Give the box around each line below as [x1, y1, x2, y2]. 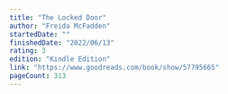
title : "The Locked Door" [9, 13, 106, 22]
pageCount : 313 [9, 72, 67, 81]
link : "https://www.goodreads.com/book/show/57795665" [9, 64, 220, 73]
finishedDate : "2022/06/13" [9, 38, 115, 47]
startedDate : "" [9, 30, 70, 38]
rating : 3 [9, 47, 47, 56]
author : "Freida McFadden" [9, 21, 111, 30]
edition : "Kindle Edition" [9, 55, 111, 64]
